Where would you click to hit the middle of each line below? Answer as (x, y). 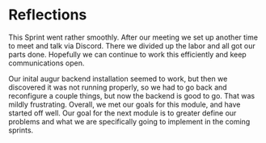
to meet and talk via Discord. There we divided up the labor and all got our (132, 45)
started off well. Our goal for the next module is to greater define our (122, 113)
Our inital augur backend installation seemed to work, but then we (118, 78)
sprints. (21, 130)
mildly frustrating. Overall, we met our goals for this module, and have (125, 104)
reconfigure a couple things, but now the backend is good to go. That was (132, 95)
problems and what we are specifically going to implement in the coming (129, 121)
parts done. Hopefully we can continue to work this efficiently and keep (127, 54)
